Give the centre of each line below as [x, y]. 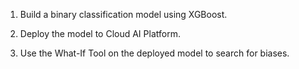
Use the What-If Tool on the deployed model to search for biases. [154, 53]
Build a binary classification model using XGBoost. [123, 14]
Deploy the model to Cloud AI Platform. [100, 33]
